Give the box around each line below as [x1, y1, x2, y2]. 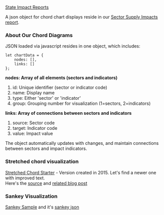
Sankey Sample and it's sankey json [5, 204, 79, 210]
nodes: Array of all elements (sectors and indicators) [5, 75, 118, 81]
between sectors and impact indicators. [5, 145, 87, 152]
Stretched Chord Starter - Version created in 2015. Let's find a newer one [5, 169, 156, 175]
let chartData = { [5, 53, 44, 58]
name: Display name [12, 90, 55, 96]
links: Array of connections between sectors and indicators [5, 110, 132, 116]
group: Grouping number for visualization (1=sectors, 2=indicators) [12, 100, 151, 107]
